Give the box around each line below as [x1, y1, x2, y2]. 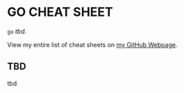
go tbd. [7, 27, 27, 35]
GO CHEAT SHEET [7, 4, 113, 20]
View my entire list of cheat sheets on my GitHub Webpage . [7, 40, 178, 49]
